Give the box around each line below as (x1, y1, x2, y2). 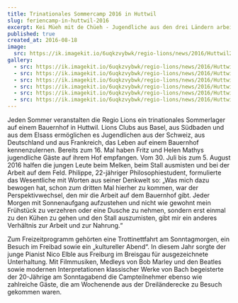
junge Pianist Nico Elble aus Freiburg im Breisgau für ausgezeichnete (7, 250, 209, 258)
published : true (7, 30, 55, 38)
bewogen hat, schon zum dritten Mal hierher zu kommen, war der (7, 184, 198, 192)
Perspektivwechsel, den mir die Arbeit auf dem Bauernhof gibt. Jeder (7, 191, 210, 199)
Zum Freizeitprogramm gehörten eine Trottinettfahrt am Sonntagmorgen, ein (7, 235, 230, 243)
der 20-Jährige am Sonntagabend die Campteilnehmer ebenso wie (7, 272, 203, 281)
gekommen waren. (7, 288, 62, 296)
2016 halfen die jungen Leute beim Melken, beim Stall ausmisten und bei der (7, 161, 230, 169)
